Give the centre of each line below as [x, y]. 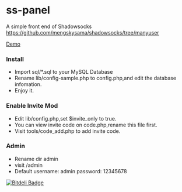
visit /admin [28, 165]
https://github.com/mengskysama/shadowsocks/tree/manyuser [83, 32]
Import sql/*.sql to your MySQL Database [64, 72]
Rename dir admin [36, 159]
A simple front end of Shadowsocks [49, 26]
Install [15, 59]
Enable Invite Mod [32, 106]
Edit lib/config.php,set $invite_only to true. [65, 118]
